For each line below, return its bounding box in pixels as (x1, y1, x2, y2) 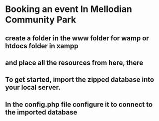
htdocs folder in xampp (5, 41, 79, 50)
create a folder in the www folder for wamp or (5, 34, 149, 42)
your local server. (5, 83, 61, 92)
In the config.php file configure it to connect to (5, 100, 153, 109)
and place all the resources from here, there (5, 58, 143, 67)
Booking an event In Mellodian (5, 3, 133, 15)
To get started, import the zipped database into (5, 76, 155, 84)
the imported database (5, 108, 78, 117)
